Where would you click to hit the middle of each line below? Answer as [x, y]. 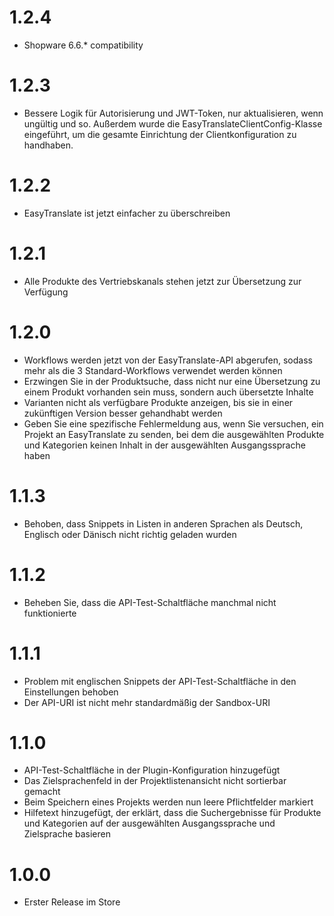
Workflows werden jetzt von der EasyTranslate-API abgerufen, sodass [168, 360]
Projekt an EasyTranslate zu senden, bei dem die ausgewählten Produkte [174, 434]
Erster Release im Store [72, 902]
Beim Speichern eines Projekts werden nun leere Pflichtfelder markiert [168, 802]
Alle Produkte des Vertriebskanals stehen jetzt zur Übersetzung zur [162, 281]
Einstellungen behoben [71, 692]
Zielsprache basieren [67, 834]
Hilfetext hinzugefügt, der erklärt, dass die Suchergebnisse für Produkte [172, 813]
